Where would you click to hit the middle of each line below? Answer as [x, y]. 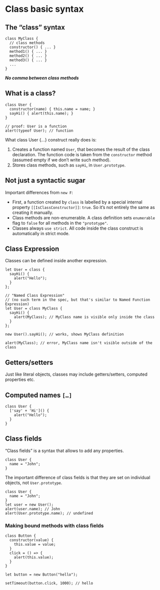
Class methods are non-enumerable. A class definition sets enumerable [84, 217]
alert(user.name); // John [33, 509]
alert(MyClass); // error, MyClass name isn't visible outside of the [79, 343]
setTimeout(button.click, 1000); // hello [49, 583]
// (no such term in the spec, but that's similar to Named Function [78, 300]
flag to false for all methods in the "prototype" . [60, 223]
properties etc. [20, 380]
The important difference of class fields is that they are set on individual [78, 477]
